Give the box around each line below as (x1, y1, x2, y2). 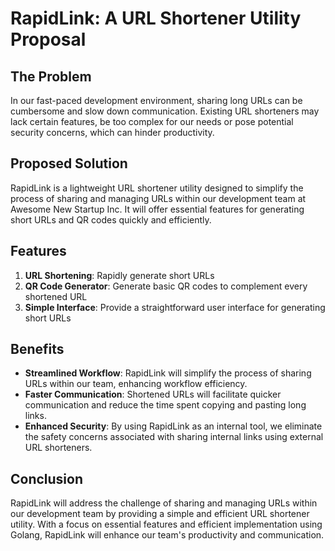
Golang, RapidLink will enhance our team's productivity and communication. (10, 529, 325, 541)
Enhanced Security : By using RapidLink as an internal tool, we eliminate (24, 420, 323, 432)
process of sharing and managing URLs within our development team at (10, 192, 307, 204)
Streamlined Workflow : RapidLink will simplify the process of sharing (24, 367, 312, 379)
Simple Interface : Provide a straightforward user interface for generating (24, 301, 326, 313)
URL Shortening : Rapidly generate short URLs (24, 269, 215, 281)
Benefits (10, 341, 65, 358)
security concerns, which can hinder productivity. (10, 127, 215, 138)
